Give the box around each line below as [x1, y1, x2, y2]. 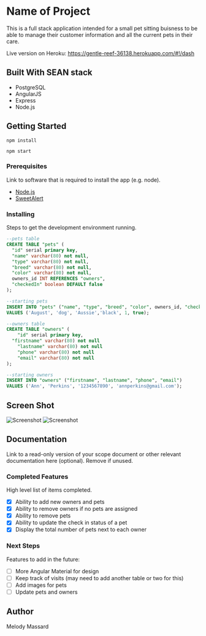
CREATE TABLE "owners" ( [6, 327, 70, 333]
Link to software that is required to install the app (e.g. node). [6, 176, 161, 184]
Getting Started [6, 121, 67, 131]
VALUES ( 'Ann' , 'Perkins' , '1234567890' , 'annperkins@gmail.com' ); [6, 383, 183, 389]
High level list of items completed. [6, 486, 92, 494]
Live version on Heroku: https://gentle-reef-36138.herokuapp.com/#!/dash [6, 49, 195, 56]
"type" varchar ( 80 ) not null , [12, 258, 89, 265]
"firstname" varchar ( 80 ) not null [12, 338, 100, 344]
